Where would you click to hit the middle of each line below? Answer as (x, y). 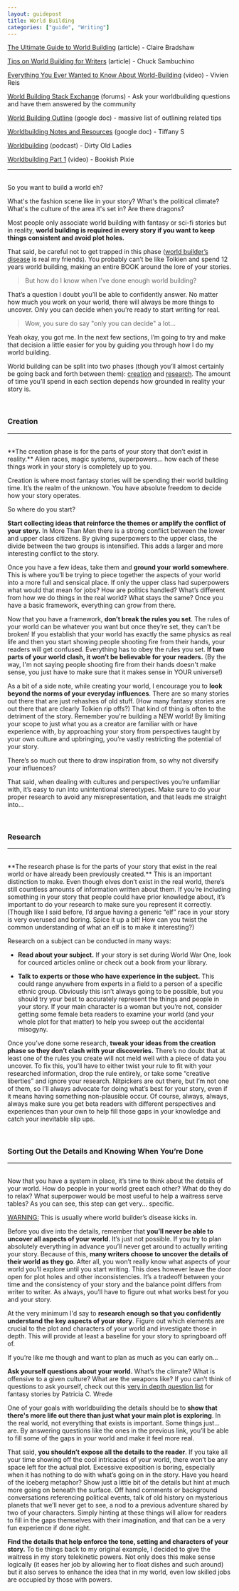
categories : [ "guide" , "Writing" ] (59, 27)
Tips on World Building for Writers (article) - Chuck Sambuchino (101, 61)
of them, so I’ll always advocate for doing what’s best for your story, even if (117, 1088)
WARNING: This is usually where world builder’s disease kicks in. (102, 1218)
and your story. (30, 1300)
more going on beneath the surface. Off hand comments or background (112, 1490)
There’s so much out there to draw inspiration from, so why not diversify (113, 760)
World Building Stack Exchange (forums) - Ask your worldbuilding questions (119, 96)
